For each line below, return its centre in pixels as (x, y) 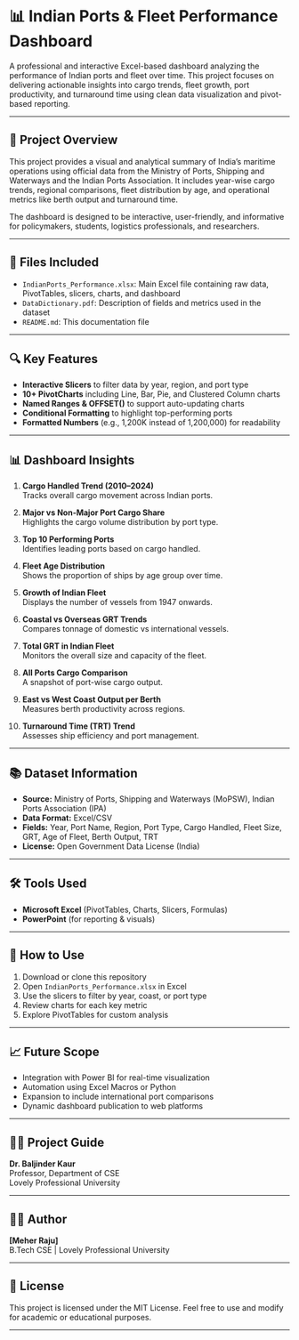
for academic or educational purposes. (81, 1317)
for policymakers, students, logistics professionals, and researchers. (134, 226)
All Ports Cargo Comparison (75, 673)
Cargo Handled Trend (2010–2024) (88, 486)
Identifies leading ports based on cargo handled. (111, 549)
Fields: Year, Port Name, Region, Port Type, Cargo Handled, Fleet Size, (152, 827)
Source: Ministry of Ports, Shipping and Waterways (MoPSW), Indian (148, 799)
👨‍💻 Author (38, 1219)
